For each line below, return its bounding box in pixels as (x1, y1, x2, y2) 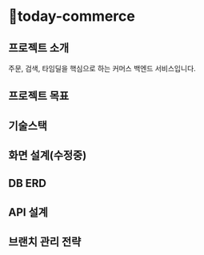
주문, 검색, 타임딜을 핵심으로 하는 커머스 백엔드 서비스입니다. (8, 64, 196, 73)
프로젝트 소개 (8, 41, 70, 54)
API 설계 (8, 205, 48, 219)
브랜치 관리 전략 (8, 235, 82, 249)
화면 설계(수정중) (8, 149, 87, 162)
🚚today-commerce (8, 7, 136, 26)
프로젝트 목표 (8, 90, 70, 103)
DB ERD (8, 176, 46, 190)
